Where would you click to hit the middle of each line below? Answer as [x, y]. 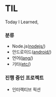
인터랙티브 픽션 [26, 89]
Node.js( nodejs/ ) [29, 46]
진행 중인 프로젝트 [25, 78]
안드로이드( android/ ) [32, 52]
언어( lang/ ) [22, 58]
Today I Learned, [22, 22]
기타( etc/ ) [21, 64]
